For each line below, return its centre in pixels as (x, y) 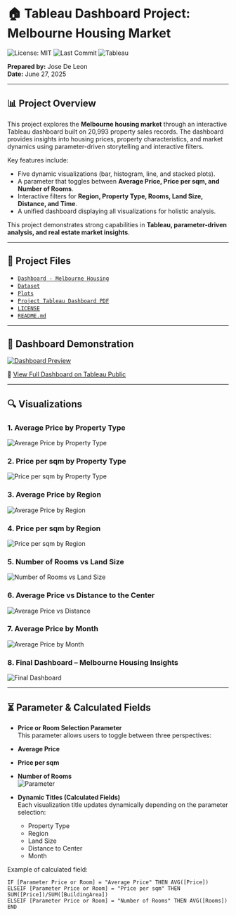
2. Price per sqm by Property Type (67, 461)
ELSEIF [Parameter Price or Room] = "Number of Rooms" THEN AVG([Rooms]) (118, 901)
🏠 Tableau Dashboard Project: (99, 14)
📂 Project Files (39, 261)
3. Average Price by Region (54, 495)
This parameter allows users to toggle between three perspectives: (114, 735)
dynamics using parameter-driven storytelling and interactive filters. (106, 146)
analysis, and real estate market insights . (68, 232)
